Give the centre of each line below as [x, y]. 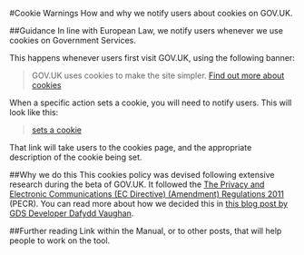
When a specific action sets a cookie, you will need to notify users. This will [151, 103]
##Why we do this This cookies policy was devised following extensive [142, 175]
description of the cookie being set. [76, 157]
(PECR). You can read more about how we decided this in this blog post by [149, 204]
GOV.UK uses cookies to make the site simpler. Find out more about [158, 75]
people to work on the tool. [60, 240]
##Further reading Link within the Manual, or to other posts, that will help [146, 231]
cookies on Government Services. [73, 40]
